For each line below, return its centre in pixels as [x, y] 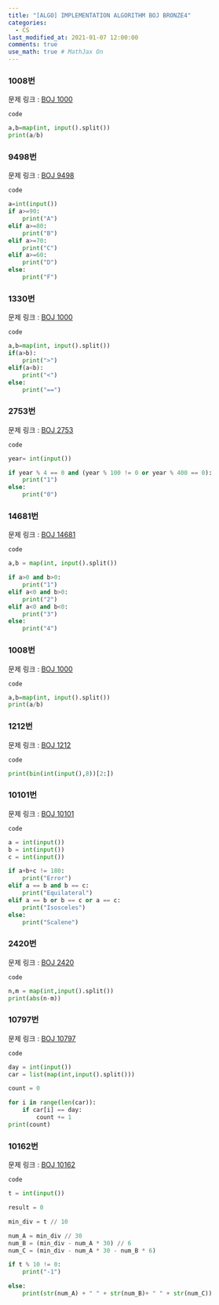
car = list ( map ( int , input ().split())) [71, 1074]
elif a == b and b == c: [49, 886]
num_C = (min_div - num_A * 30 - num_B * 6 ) [82, 1250]
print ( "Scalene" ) [51, 922]
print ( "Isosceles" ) [54, 908]
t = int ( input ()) [36, 1194]
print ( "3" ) [40, 614]
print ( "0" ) [40, 495]
